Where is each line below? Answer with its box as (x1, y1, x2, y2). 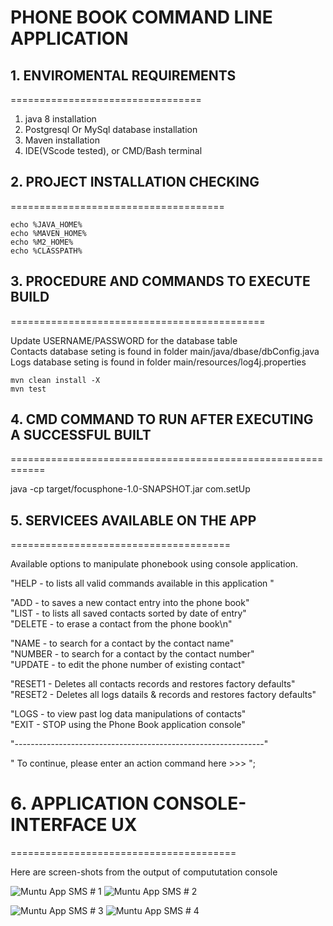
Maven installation (24, 134, 100, 146)
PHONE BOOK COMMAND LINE (10, 6, 273, 29)
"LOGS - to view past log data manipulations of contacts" (10, 708, 247, 720)
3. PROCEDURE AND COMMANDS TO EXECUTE (10, 273, 311, 290)
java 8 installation (24, 113, 97, 125)
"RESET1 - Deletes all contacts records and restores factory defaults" (10, 678, 296, 690)
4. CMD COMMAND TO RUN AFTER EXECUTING (10, 411, 314, 428)
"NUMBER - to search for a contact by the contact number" (10, 648, 255, 660)
